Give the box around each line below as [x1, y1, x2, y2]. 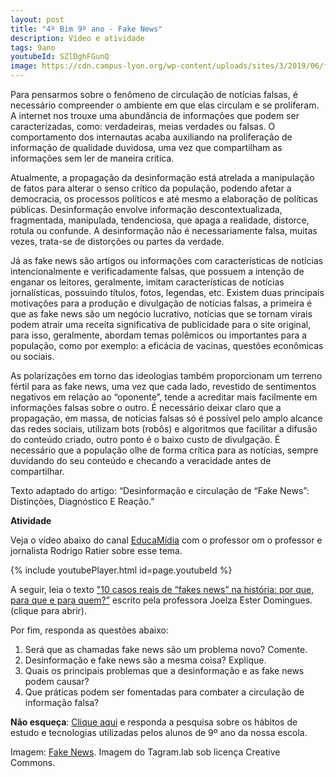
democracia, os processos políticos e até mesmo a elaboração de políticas [10, 193, 318, 205]
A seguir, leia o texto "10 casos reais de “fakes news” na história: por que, [10, 584, 315, 595]
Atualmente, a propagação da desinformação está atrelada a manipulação [10, 172, 315, 183]
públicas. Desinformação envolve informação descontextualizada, [10, 204, 283, 215]
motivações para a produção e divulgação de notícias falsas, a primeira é [10, 297, 313, 309]
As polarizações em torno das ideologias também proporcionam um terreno [10, 370, 323, 381]
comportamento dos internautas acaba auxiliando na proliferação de [10, 131, 293, 143]
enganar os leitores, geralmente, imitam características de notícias [10, 276, 285, 288]
